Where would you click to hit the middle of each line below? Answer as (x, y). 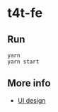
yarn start (23, 62)
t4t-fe (25, 13)
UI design (31, 100)
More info (29, 83)
